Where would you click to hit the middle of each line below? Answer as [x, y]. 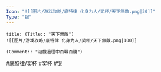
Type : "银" [19, 17]
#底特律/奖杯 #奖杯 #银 [34, 63]
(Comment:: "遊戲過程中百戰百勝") [45, 52]
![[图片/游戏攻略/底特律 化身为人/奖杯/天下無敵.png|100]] [72, 40]
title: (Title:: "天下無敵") [40, 34]
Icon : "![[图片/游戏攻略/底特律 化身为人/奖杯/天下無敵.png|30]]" [81, 11]
